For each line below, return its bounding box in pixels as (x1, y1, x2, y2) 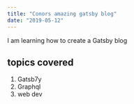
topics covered (7, 56, 74, 68)
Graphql (17, 82, 41, 91)
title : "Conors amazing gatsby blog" (7, 10, 117, 18)
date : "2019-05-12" (7, 17, 64, 24)
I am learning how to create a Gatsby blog (7, 36, 128, 44)
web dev (17, 90, 43, 98)
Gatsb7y (17, 75, 42, 84)
